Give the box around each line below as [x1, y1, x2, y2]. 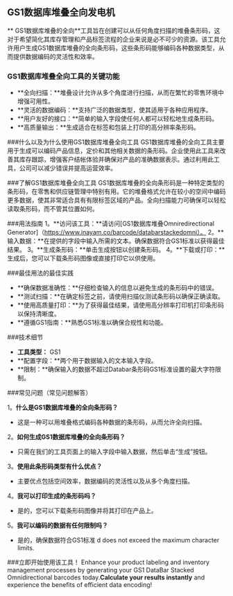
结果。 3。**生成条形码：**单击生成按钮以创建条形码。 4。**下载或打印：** [7, 246, 225, 254]
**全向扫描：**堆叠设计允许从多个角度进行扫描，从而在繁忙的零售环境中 [17, 89, 224, 97]
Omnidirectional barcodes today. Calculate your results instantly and [7, 573, 205, 581]
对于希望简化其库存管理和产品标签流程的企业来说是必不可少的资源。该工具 [7, 35, 220, 43]
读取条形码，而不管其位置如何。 [7, 205, 98, 213]
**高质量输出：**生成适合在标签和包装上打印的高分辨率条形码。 [17, 124, 200, 132]
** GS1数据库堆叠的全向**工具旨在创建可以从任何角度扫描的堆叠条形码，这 [7, 26, 221, 35]
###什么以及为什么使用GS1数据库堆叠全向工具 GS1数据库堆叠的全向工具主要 [7, 138, 225, 146]
